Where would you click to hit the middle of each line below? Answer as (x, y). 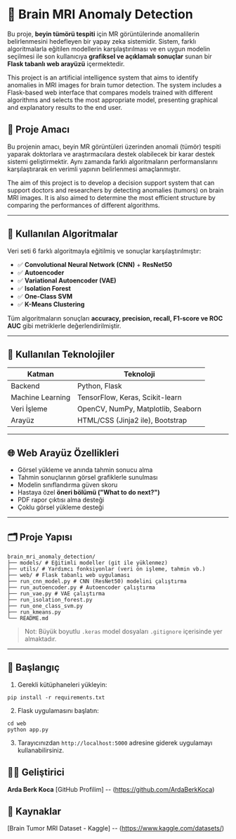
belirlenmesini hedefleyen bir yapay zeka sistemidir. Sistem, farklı (102, 41)
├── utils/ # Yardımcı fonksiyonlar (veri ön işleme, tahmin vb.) (106, 569)
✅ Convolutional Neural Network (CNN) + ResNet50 (95, 264)
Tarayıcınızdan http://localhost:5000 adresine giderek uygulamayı (115, 742)
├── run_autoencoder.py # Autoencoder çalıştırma (81, 588)
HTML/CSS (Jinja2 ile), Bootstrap (132, 421)
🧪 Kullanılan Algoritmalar (63, 234)
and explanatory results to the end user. (65, 107)
